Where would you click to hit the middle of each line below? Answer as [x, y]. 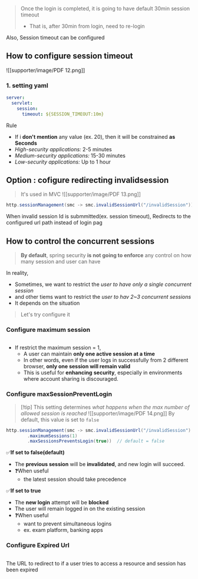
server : [16, 98]
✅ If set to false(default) [35, 452]
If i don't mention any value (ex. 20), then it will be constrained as [95, 137]
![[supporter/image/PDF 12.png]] [46, 70]
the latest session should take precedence [75, 480]
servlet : [22, 103]
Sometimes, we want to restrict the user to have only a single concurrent [103, 284]
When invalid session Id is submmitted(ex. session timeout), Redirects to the [99, 217]
